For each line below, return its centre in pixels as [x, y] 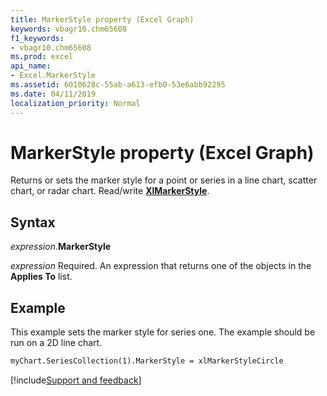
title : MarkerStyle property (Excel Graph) [102, 19]
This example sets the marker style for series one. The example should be [163, 332]
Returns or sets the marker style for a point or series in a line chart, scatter [164, 180]
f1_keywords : [37, 38]
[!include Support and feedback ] [76, 380]
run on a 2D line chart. [56, 343]
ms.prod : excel [42, 57]
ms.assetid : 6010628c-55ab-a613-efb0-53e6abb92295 [118, 85]
